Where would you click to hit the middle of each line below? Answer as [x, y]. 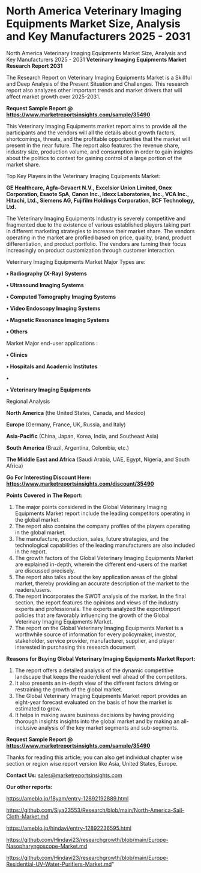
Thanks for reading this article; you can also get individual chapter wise [94, 757]
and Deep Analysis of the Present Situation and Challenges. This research [97, 84]
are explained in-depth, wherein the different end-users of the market [101, 564]
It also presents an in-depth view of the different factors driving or [97, 683]
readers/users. [33, 589]
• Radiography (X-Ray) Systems [46, 273]
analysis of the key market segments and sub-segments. [108, 727]
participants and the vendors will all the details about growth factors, [91, 133]
